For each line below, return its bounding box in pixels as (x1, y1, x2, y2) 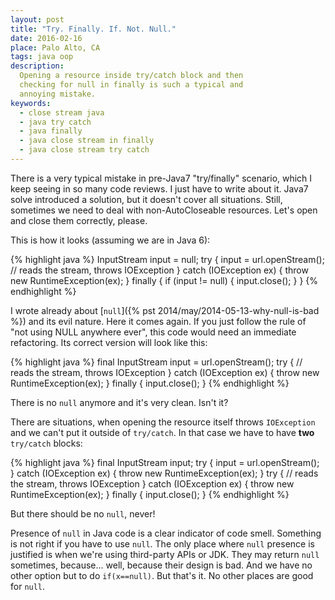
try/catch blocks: (10, 437, 83, 449)
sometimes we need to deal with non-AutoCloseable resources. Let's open (10, 204, 318, 216)
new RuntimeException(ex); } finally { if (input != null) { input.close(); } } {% (10, 274, 319, 286)
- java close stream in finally (19, 136, 155, 146)
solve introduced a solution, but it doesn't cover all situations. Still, (10, 193, 283, 205)
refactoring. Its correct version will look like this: (10, 336, 208, 348)
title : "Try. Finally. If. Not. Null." (10, 24, 177, 34)
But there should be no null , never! (10, 507, 156, 520)
